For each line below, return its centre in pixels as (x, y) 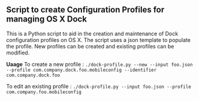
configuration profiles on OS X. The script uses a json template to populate (98, 40)
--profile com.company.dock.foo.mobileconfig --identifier (82, 70)
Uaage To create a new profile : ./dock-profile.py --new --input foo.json (99, 64)
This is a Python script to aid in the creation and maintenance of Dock (92, 33)
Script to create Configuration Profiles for (85, 10)
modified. (18, 53)
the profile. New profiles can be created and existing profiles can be (90, 46)
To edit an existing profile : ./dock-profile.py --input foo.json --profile (99, 86)
